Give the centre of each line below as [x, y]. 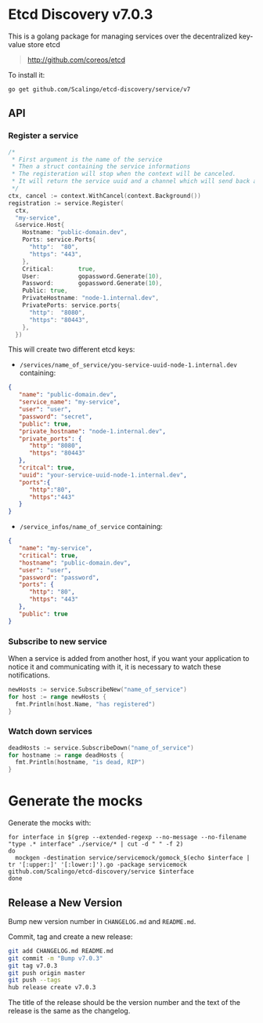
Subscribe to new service [58, 641]
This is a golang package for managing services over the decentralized [122, 36]
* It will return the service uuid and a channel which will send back [131, 181]
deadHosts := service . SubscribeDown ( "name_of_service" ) [101, 747]
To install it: [27, 75]
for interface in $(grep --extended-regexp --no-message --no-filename [127, 838]
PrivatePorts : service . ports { [72, 305]
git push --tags [34, 980]
